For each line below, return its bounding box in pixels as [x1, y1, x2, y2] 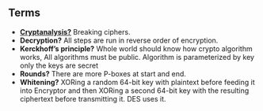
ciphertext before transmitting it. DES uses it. [19, 94, 166, 103]
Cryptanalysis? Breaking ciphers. [19, 27, 131, 36]
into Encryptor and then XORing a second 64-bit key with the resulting [19, 86, 250, 95]
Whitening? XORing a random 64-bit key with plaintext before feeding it [19, 77, 255, 87]
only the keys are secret [19, 61, 99, 70]
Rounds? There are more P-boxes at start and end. [19, 68, 186, 78]
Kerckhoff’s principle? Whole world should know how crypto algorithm [19, 43, 253, 54]
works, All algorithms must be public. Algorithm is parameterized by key [19, 52, 255, 61]
